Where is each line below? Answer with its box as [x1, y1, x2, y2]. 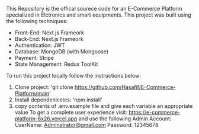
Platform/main [14, 90, 49, 97]
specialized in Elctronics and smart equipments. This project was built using [6, 11, 191, 18]
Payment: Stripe [14, 55, 54, 61]
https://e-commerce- [129, 109, 181, 116]
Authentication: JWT [14, 42, 65, 49]
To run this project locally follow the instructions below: [6, 72, 141, 79]
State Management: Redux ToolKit [14, 60, 98, 68]
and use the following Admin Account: [78, 115, 172, 122]
